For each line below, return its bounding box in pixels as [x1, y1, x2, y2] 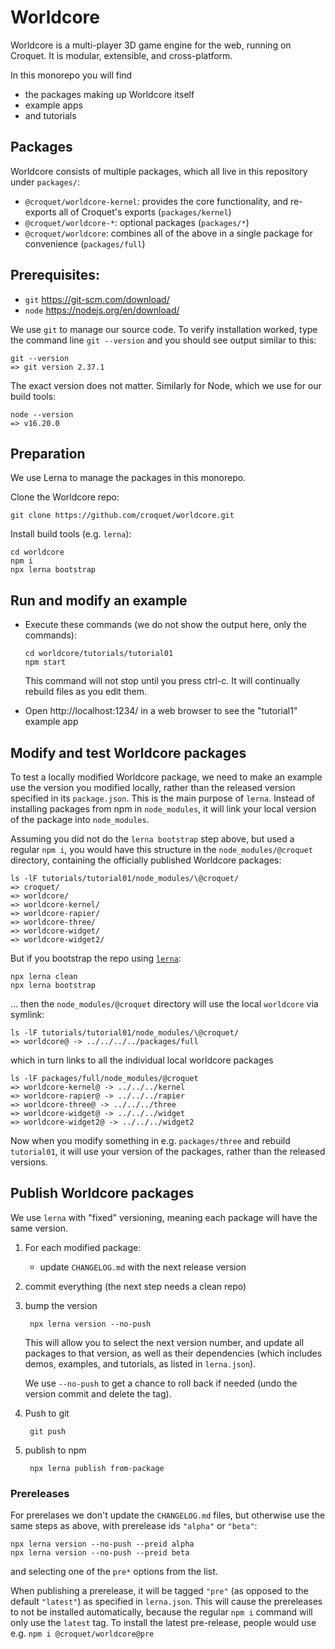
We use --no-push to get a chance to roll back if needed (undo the [24, 1377, 298, 1389]
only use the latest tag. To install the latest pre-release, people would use [10, 1617, 317, 1629]
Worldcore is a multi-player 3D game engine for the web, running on [10, 39, 292, 51]
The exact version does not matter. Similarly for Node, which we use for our [10, 379, 322, 391]
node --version [10, 409, 74, 420]
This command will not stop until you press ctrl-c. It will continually [24, 675, 301, 687]
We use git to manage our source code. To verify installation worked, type [10, 323, 318, 335]
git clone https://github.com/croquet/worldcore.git [10, 511, 235, 521]
